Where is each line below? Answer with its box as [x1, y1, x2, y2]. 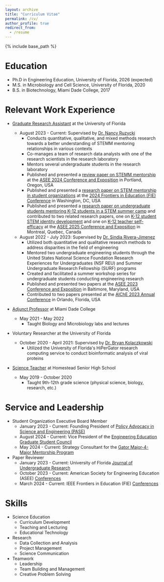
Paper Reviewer [12, 454, 45, 461]
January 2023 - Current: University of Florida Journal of [19, 460, 133, 465]
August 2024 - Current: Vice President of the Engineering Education [19, 434, 158, 439]
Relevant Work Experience [5, 104, 116, 116]
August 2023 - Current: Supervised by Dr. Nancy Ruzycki [19, 130, 136, 136]
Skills [5, 498, 28, 509]
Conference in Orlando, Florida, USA [26, 296, 101, 302]
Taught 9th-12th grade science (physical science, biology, [26, 379, 144, 385]
